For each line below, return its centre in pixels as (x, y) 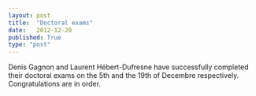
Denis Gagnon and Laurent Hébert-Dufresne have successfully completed (129, 67)
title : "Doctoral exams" (50, 23)
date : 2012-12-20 (40, 30)
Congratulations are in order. (54, 84)
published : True (35, 37)
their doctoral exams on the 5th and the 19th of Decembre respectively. (124, 76)
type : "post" (30, 45)
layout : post (30, 15)
